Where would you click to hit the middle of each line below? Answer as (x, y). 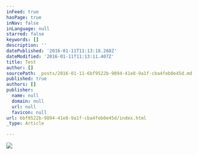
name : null (25, 96)
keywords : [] (23, 40)
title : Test (21, 62)
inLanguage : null (28, 29)
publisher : (20, 90)
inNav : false (23, 23)
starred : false (25, 34)
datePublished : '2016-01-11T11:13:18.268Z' (62, 51)
